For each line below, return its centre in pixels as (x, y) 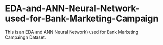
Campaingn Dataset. (26, 37)
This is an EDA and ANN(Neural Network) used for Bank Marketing (72, 32)
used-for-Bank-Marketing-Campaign (82, 19)
